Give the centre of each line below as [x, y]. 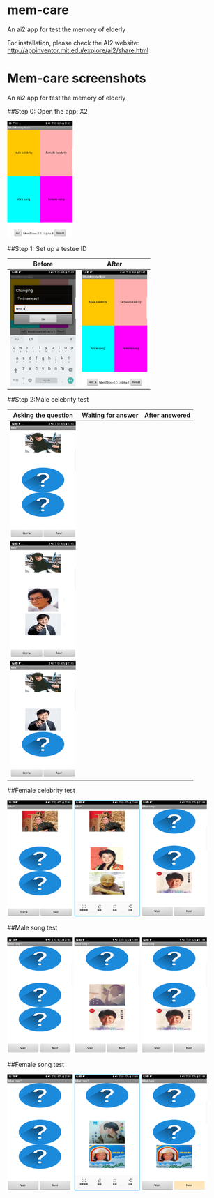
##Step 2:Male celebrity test [48, 400]
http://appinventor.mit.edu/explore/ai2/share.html [78, 50]
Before [43, 264]
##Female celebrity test [41, 791]
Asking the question [43, 415]
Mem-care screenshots [77, 78]
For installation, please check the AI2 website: [73, 43]
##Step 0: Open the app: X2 [48, 111]
